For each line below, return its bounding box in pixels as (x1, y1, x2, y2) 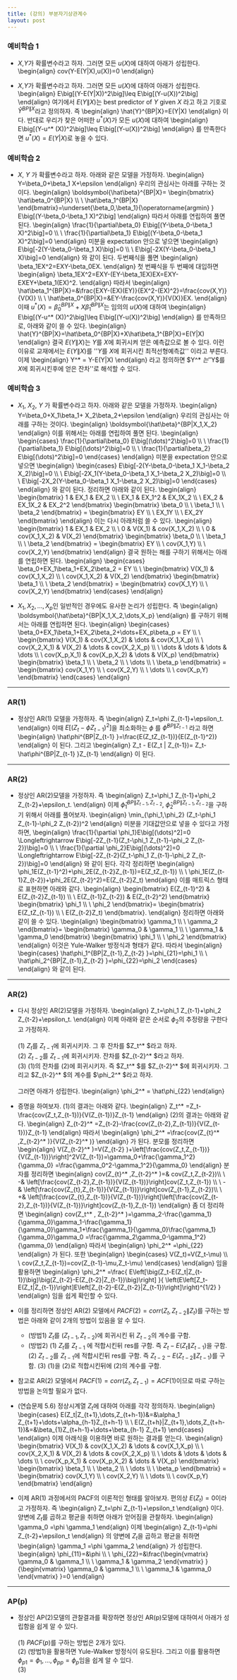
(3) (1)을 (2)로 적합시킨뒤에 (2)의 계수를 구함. (37, 1361, 162, 1370)
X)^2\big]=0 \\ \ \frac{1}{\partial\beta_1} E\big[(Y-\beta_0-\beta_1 (17, 229, 203, 237)
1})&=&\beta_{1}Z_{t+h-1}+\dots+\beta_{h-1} (17, 1425, 145, 1434)
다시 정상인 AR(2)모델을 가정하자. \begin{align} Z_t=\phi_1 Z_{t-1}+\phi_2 (17, 1006, 222, 1015)
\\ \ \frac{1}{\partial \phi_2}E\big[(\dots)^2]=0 (49, 844, 181, 852)
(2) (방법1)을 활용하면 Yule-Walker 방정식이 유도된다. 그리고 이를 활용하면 (17, 1648, 221, 1656)
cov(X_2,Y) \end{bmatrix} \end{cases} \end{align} (17, 587, 164, 595)
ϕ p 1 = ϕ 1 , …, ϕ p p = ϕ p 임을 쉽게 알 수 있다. (17, 1656, 134, 1666)
